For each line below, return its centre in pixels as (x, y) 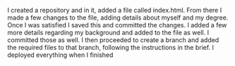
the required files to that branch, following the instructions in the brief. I (110, 47)
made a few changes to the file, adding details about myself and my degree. (118, 18)
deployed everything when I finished (60, 55)
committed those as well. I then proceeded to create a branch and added (113, 40)
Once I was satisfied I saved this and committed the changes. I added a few (117, 25)
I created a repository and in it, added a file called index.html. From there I (115, 10)
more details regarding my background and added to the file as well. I (108, 32)
